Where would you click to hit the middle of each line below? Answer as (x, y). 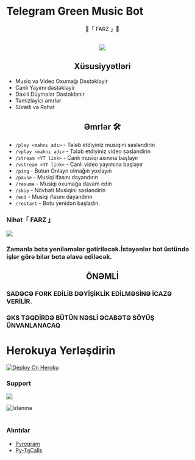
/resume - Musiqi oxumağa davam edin (63, 184)
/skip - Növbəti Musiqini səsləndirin (60, 190)
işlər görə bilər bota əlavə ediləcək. (59, 256)
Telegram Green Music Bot (75, 11)
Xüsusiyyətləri (102, 66)
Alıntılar (18, 430)
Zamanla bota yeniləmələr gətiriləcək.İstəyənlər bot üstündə (98, 249)
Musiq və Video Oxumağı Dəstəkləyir (62, 81)
